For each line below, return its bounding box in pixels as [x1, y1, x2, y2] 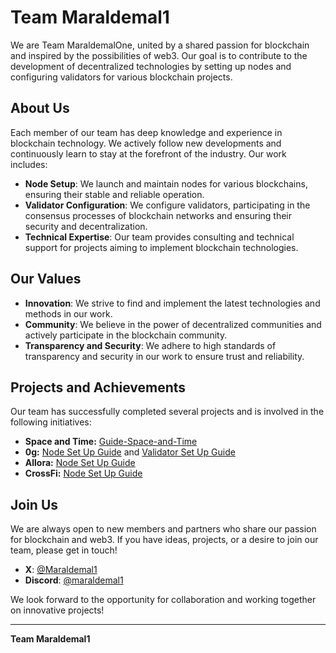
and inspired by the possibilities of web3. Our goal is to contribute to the [10, 49, 308, 61]
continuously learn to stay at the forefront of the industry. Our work [10, 147, 287, 160]
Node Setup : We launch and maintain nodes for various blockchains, [24, 177, 308, 190]
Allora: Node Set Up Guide [24, 457, 136, 469]
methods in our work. [24, 307, 113, 320]
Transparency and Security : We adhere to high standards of [24, 339, 277, 351]
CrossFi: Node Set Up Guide [24, 467, 143, 480]
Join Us [10, 496, 59, 513]
